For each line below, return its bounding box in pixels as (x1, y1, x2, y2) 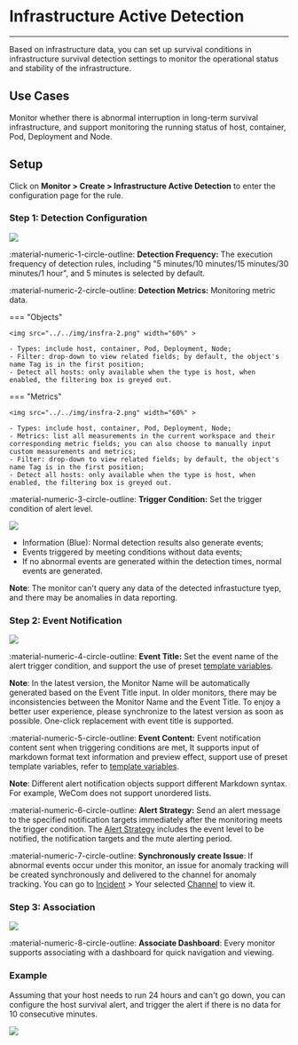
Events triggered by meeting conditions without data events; (21, 546, 243, 557)
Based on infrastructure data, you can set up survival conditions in (9, 44, 253, 54)
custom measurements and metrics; (9, 447, 137, 456)
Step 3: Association (9, 901, 96, 913)
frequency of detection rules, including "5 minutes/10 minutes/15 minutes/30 (9, 258, 289, 268)
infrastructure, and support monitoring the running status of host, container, (9, 122, 286, 132)
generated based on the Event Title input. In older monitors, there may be (9, 687, 278, 698)
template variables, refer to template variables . (9, 762, 180, 772)
